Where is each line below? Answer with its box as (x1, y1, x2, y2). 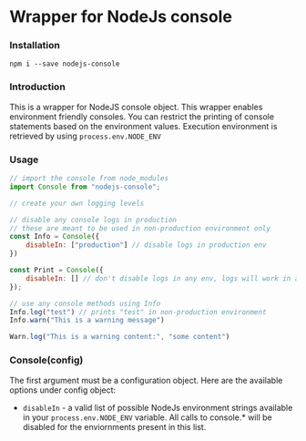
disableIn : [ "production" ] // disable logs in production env (25, 241, 267, 250)
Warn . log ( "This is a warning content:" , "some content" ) (9, 333, 230, 342)
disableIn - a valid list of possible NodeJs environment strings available (22, 402, 293, 413)
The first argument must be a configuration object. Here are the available (9, 374, 283, 385)
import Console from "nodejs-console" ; (9, 182, 161, 191)
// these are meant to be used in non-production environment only (9, 223, 271, 233)
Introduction (9, 80, 66, 93)
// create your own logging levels (9, 199, 145, 208)
